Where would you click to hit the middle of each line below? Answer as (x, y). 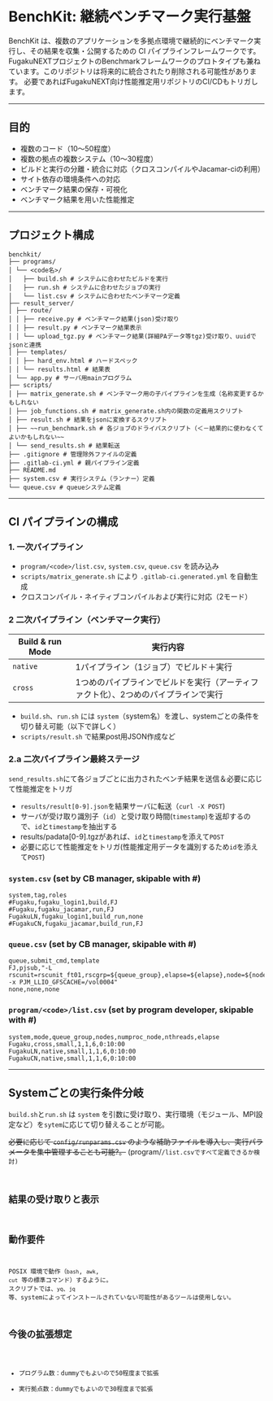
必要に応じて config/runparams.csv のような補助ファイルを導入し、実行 (129, 1141)
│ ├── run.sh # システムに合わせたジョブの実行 (84, 287)
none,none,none (34, 989)
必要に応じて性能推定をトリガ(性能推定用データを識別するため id (128, 846)
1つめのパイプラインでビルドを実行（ (147, 682)
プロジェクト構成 (51, 236)
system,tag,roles (38, 896)
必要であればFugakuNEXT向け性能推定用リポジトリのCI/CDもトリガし (141, 81)
